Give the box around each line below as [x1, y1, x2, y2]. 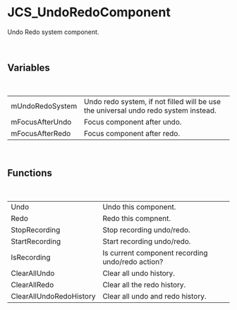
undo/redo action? [102, 256, 164, 266]
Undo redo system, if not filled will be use [83, 96, 221, 106]
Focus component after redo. [83, 128, 181, 138]
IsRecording [11, 252, 51, 262]
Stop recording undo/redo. [102, 224, 190, 234]
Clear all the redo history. [102, 280, 186, 289]
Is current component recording [102, 248, 208, 258]
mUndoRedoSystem [11, 101, 78, 110]
